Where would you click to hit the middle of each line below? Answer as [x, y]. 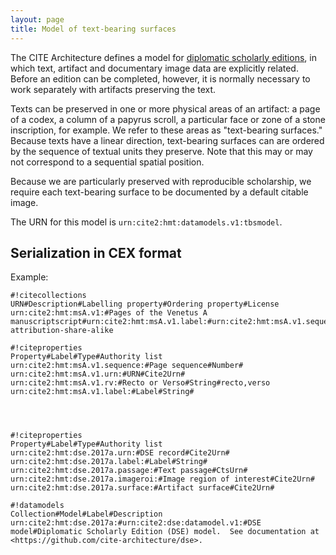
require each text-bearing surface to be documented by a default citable [159, 192]
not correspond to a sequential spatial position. [107, 162]
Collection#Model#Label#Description [86, 514]
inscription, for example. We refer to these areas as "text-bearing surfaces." [166, 130]
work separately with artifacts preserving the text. [113, 89]
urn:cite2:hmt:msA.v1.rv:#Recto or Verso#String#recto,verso [140, 383]
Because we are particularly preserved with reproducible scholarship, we [161, 181]
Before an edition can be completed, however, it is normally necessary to [160, 78]
